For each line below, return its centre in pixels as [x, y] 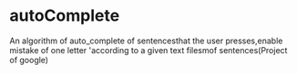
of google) [29, 60]
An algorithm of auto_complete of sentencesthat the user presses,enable [146, 41]
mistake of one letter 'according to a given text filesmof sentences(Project [148, 50]
